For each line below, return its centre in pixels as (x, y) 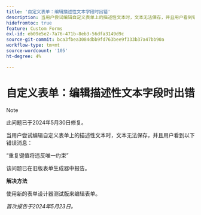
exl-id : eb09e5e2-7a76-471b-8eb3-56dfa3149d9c (65, 34)
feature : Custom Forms (34, 28)
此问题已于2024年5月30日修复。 (46, 122)
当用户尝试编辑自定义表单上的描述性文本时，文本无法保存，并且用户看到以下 (100, 135)
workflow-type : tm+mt (33, 46)
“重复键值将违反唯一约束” (37, 155)
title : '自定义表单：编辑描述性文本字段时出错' (58, 12)
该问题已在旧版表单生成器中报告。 (48, 168)
